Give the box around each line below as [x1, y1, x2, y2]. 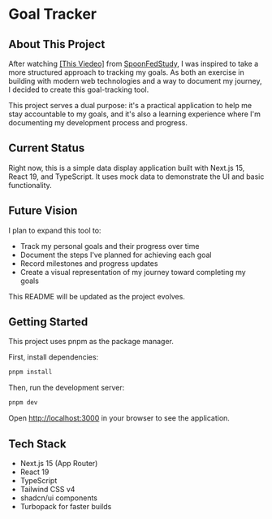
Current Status [8, 142, 85, 155]
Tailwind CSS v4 [19, 485, 76, 494]
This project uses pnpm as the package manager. [8, 337, 175, 347]
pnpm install [8, 368, 53, 377]
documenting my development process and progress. [8, 118, 188, 127]
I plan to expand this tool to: [8, 225, 101, 235]
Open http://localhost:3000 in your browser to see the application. [8, 413, 230, 423]
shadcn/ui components [19, 493, 97, 503]
